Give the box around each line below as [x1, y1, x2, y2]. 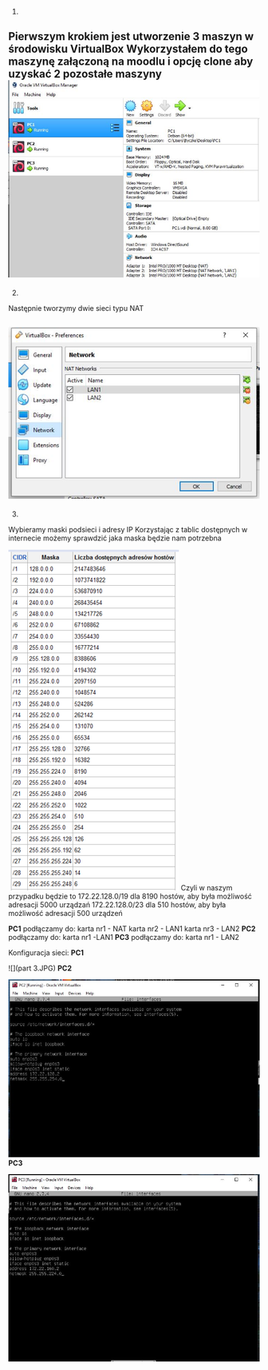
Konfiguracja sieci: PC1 [8, 948, 85, 958]
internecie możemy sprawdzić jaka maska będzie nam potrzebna [8, 533, 222, 543]
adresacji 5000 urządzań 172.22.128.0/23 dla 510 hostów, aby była [8, 900, 227, 910]
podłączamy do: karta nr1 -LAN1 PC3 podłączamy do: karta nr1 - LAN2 [8, 933, 239, 942]
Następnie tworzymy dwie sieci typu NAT [8, 304, 144, 313]
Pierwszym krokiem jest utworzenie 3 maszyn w [8, 30, 254, 43]
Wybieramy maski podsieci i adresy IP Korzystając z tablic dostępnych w [8, 525, 248, 535]
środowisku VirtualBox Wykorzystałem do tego [8, 42, 249, 56]
